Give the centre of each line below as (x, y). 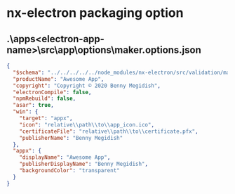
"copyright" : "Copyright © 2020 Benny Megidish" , (87, 86)
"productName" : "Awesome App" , (59, 79)
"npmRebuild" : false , (45, 99)
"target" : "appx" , (46, 118)
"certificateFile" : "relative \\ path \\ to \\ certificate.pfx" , (109, 131)
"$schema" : (29, 72)
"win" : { (26, 112)
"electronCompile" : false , (52, 92)
